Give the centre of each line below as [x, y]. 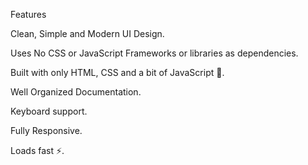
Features [28, 14]
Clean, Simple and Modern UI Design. [87, 33]
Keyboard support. [49, 111]
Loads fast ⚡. [37, 150]
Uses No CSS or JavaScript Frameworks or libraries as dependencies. [154, 53]
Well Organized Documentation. [76, 92]
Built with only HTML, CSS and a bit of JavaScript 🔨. [117, 72]
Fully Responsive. [46, 130]
